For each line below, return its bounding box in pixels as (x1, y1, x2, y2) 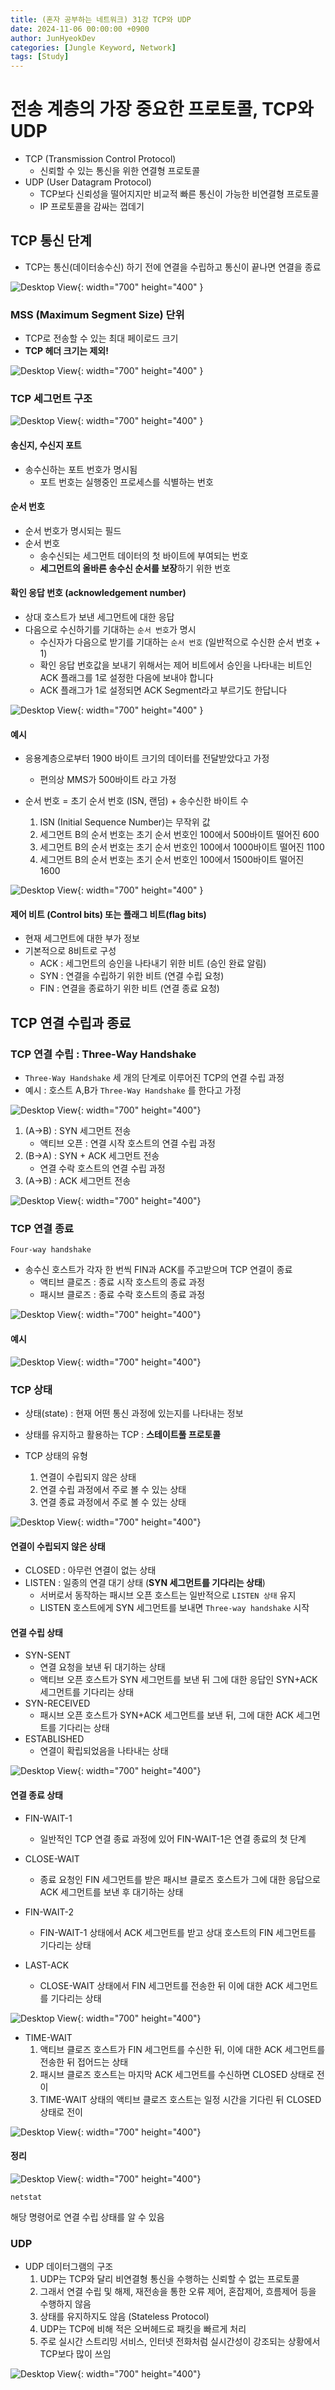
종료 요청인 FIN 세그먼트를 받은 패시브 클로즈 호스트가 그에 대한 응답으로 (39, 1873, 321, 1885)
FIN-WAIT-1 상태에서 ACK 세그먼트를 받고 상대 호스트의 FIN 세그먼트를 (39, 1926, 317, 1938)
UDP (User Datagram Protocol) (24, 176, 152, 188)
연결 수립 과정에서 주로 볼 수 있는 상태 (39, 1483, 187, 1495)
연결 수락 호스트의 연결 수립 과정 (39, 1162, 166, 1175)
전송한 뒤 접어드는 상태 (39, 2056, 129, 2068)
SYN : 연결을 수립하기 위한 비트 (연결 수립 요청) (39, 970, 225, 982)
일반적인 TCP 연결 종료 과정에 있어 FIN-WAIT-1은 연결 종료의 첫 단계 (39, 1832, 307, 1845)
